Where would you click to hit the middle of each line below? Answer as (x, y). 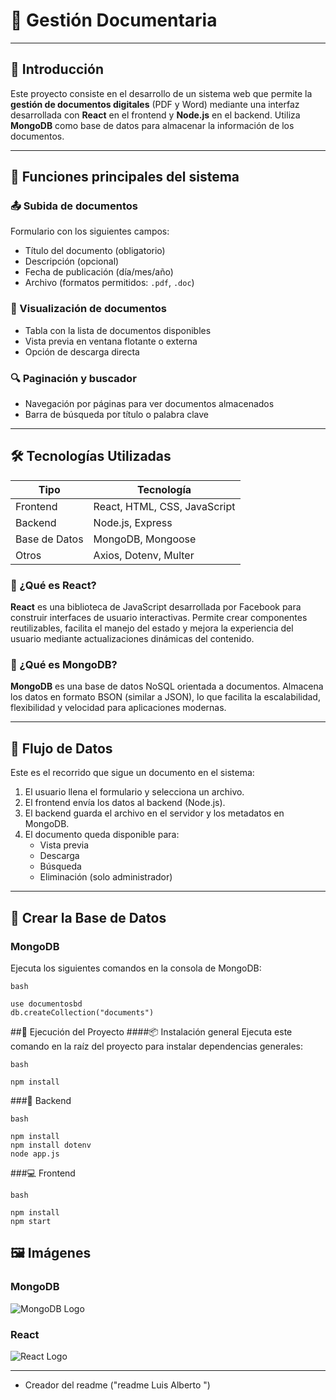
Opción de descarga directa (82, 351)
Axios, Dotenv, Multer (144, 555)
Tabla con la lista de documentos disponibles (118, 330)
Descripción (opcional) (72, 261)
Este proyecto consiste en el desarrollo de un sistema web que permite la (161, 93)
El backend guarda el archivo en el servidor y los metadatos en (154, 813)
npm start (31, 1221)
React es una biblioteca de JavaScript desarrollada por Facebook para (156, 607)
